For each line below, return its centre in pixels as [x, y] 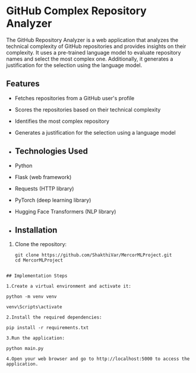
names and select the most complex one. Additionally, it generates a [90, 59]
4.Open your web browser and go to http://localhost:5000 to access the [98, 359]
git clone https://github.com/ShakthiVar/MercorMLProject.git [93, 255]
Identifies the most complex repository [62, 121]
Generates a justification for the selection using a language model [95, 132]
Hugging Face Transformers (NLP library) [65, 211]
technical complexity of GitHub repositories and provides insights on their [96, 46]
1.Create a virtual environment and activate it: [69, 286]
